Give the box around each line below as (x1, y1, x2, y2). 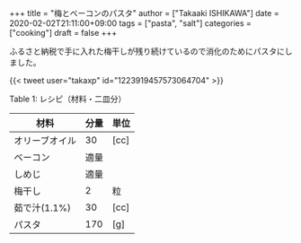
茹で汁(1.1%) (13, 202, 72, 213)
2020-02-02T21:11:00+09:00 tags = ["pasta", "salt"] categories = (9, 18, 252, 29)
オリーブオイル (13, 135, 77, 146)
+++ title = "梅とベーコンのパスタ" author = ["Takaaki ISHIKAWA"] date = (9, 8, 280, 18)
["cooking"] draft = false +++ (9, 28, 118, 38)
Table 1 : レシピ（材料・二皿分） (9, 93, 127, 104)
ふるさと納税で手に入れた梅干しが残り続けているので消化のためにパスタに (9, 46, 285, 56)
